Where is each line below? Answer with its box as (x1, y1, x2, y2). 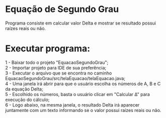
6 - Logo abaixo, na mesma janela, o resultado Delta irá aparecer (5, 101, 140, 108)
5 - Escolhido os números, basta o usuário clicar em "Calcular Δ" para (5, 91, 150, 97)
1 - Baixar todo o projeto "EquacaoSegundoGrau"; (5, 59, 109, 65)
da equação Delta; (5, 86, 44, 92)
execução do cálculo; (5, 96, 50, 102)
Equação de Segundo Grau (5, 3, 119, 15)
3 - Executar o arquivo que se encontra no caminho (5, 70, 112, 76)
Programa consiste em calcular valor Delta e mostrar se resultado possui (5, 20, 156, 26)
